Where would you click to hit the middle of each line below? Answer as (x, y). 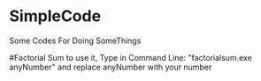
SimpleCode (55, 16)
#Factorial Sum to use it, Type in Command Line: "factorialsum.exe (130, 57)
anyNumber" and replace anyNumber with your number (111, 67)
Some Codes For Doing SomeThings (75, 40)
